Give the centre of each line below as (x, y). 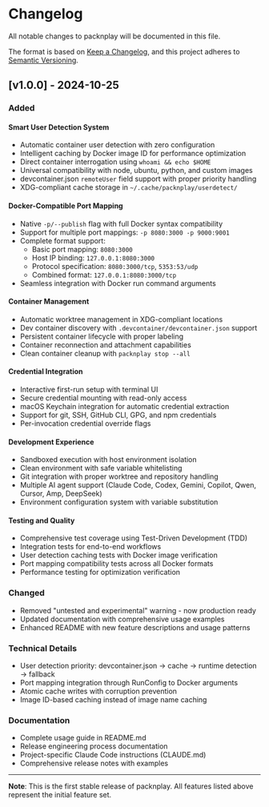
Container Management (49, 302)
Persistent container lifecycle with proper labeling (102, 336)
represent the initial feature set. (60, 795)
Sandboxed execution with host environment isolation (108, 460)
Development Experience (51, 442)
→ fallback (37, 674)
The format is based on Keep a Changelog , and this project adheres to (124, 51)
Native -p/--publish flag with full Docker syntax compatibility (121, 223)
